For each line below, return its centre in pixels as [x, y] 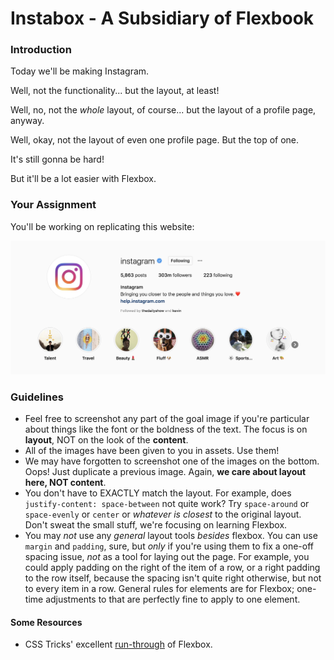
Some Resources [46, 622]
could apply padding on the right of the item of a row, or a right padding [172, 568]
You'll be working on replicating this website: [102, 226]
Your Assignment [53, 205]
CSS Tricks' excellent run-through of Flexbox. [118, 644]
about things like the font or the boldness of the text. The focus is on [166, 429]
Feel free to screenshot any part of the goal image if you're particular [167, 419]
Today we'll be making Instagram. [80, 71]
